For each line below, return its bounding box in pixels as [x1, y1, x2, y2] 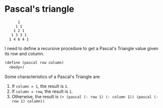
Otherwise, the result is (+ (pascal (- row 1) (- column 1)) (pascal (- [11, 93, 159, 99]
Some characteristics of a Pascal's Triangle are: [4, 74, 101, 80]
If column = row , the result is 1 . [11, 88, 73, 94]
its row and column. [4, 51, 45, 56]
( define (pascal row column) [4, 60, 64, 65]
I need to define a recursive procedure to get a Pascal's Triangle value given [4, 45, 159, 51]
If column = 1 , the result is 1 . [11, 83, 69, 89]
